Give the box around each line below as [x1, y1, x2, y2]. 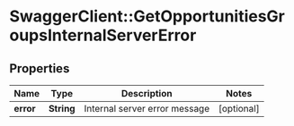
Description [120, 88, 173, 99]
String [48, 103, 76, 114]
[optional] [218, 103, 260, 114]
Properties [9, 61, 70, 76]
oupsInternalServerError [9, 25, 197, 46]
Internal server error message [84, 103, 209, 114]
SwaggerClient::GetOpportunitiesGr [9, 6, 286, 27]
